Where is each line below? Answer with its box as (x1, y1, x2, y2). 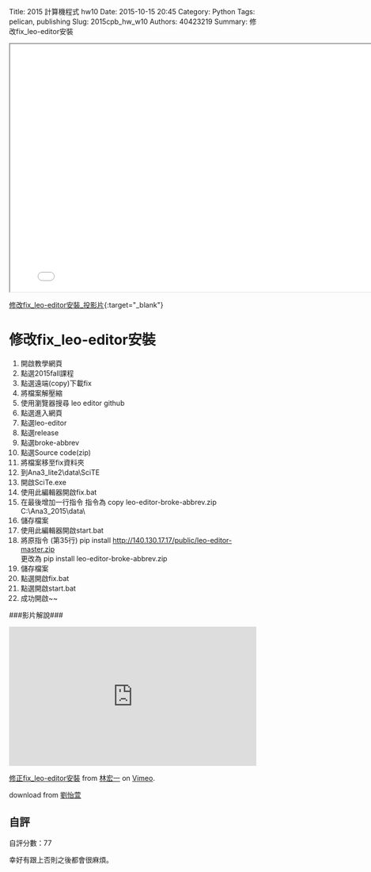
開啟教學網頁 (20, 358, 62, 368)
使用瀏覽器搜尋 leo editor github (20, 398, 125, 407)
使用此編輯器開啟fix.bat (20, 487, 97, 497)
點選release (20, 427, 59, 438)
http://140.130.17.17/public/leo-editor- (112, 535, 233, 545)
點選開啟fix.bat (20, 573, 70, 583)
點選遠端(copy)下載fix (20, 378, 92, 388)
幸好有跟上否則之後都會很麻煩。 (9, 855, 113, 864)
